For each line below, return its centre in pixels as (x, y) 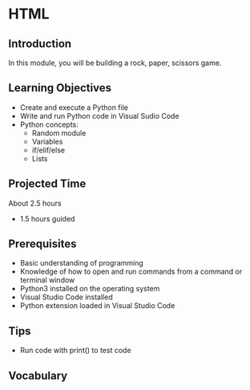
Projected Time (47, 184)
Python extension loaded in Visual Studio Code (97, 306)
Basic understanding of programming (82, 263)
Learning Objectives (60, 88)
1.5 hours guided (47, 218)
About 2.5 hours (35, 203)
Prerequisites (42, 244)
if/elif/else (48, 150)
